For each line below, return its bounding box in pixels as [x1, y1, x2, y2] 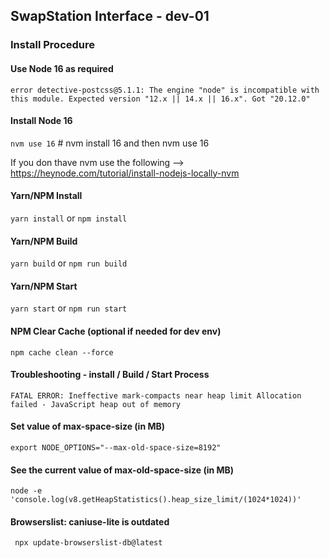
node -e [10, 486, 43, 496]
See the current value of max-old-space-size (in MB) [10, 464, 235, 476]
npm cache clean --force [10, 347, 114, 358]
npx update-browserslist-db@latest [14, 538, 163, 548]
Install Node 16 [10, 115, 73, 127]
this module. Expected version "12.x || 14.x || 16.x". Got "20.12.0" [10, 94, 311, 104]
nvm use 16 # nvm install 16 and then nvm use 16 [10, 137, 210, 149]
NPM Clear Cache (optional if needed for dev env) [10, 325, 222, 337]
